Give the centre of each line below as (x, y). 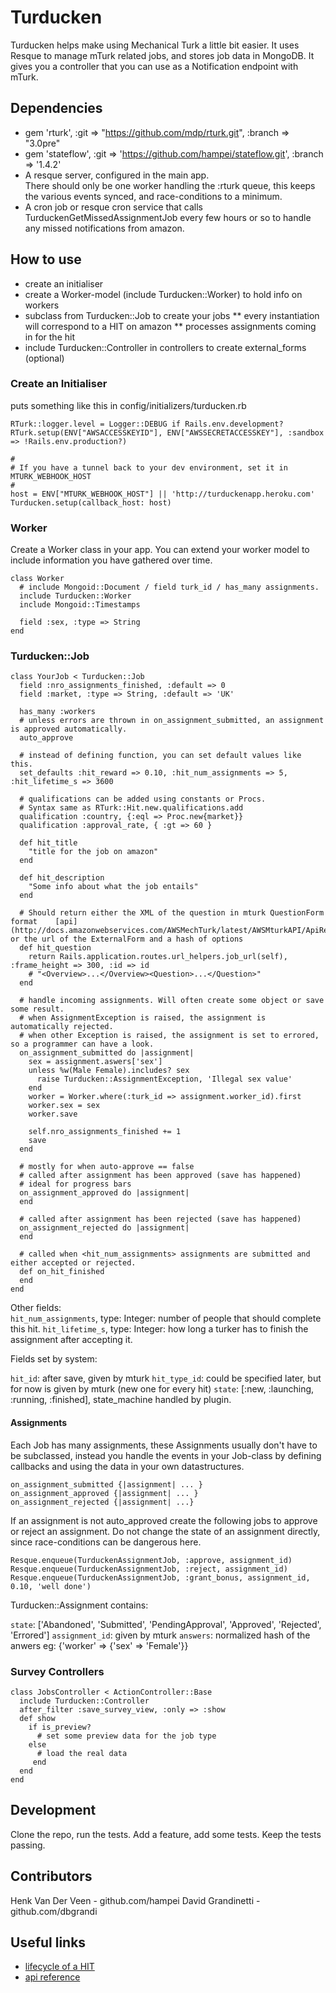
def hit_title (48, 843)
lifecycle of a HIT (59, 1967)
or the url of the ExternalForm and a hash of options (127, 939)
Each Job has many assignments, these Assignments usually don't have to (164, 1445)
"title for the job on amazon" (93, 852)
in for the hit (49, 337)
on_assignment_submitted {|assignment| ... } (106, 1484)
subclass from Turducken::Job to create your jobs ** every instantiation (172, 315)
